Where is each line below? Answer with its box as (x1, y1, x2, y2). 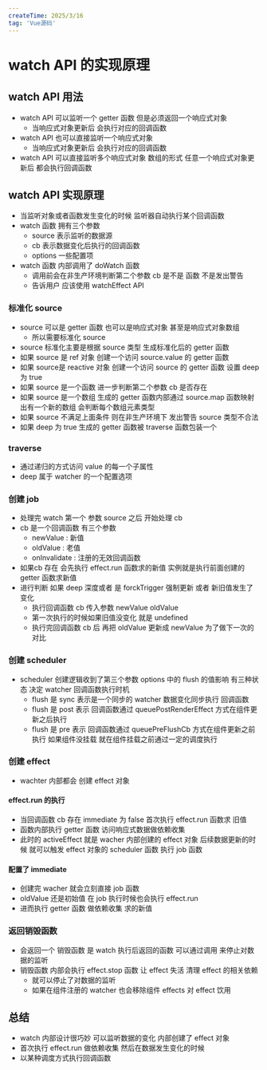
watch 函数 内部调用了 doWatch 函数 (19, 261, 140, 270)
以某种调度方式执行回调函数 (19, 1053, 112, 1063)
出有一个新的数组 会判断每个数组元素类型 (19, 402, 155, 412)
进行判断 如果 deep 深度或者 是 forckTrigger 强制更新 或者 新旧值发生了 (19, 583, 253, 593)
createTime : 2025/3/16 (8, 11, 84, 20)
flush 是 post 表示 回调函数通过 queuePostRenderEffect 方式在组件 (31, 704, 251, 714)
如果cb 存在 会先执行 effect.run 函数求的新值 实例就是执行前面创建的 (19, 563, 245, 573)
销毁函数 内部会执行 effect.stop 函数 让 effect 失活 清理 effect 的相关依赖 (19, 965, 258, 974)
